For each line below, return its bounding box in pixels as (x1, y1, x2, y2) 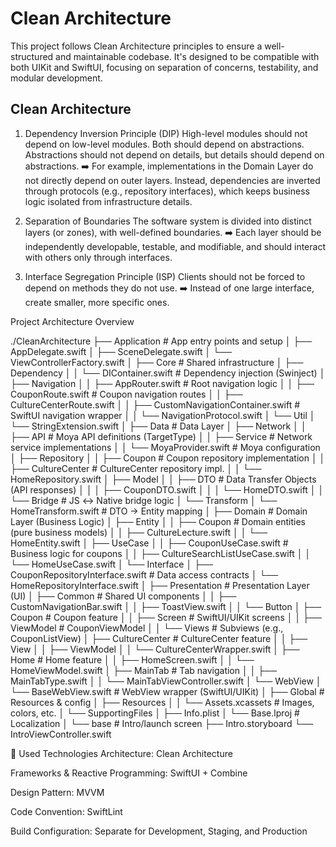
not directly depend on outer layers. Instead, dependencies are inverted (24, 174, 321, 186)
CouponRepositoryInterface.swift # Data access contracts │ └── (10, 568, 279, 581)
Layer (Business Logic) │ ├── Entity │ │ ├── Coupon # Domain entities (10, 515, 306, 527)
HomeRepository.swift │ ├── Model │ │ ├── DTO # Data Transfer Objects (10, 473, 317, 485)
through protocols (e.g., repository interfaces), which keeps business (24, 185, 310, 197)
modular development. (10, 72, 103, 84)
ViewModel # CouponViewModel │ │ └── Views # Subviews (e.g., (10, 622, 284, 634)
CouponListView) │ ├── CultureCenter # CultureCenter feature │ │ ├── (10, 632, 308, 644)
